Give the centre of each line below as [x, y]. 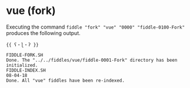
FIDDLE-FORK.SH [25, 55]
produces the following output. [43, 33]
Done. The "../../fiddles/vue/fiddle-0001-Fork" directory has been [92, 60]
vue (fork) [31, 11]
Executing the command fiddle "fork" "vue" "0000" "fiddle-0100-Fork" [96, 27]
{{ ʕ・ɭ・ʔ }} [23, 45]
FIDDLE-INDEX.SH [26, 70]
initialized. [22, 65]
